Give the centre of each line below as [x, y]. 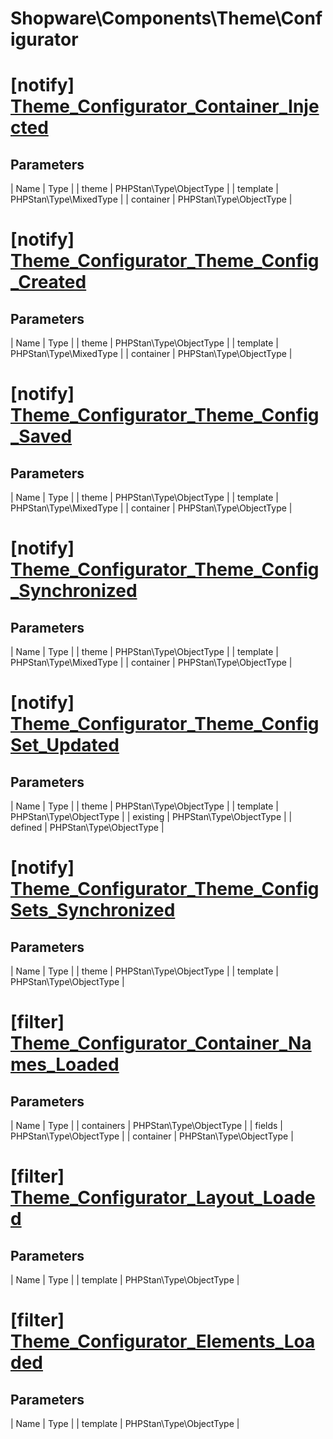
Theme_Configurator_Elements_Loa [163, 1341]
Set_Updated [65, 745]
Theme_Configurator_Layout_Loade [163, 1198]
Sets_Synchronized [93, 910]
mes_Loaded [65, 1064]
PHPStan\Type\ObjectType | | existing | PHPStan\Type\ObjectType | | [151, 817]
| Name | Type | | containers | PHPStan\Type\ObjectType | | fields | [146, 1126]
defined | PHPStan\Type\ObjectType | [87, 828]
